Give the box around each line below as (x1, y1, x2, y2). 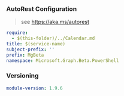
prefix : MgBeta (6, 52, 44, 58)
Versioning (6, 72, 39, 80)
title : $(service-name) (6, 41, 66, 47)
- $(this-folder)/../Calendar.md (11, 35, 95, 42)
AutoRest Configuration (6, 5, 77, 13)
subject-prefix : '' (6, 47, 55, 52)
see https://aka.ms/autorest (20, 18, 90, 26)
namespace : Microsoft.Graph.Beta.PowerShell (6, 57, 119, 64)
